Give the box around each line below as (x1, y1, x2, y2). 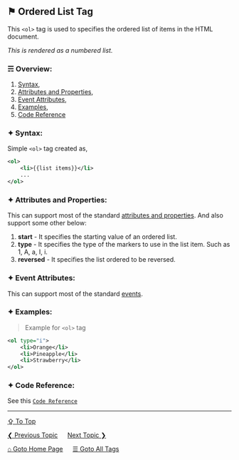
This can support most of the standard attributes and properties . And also (7, 211, 224, 220)
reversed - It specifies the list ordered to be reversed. (17, 255, 176, 264)
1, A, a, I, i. (17, 247, 48, 256)
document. (7, 32, 39, 41)
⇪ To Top (7, 417, 36, 426)
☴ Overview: (7, 63, 53, 73)
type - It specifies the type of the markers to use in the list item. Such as (17, 240, 230, 249)
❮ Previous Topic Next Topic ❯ (7, 431, 107, 439)
